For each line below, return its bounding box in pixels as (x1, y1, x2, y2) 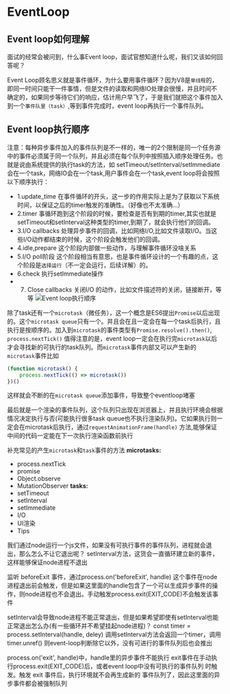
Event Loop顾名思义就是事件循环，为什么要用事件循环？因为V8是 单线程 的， (7, 76, 218, 84)
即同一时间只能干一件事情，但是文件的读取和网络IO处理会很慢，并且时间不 (7, 85, 218, 93)
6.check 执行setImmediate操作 (16, 269, 104, 278)
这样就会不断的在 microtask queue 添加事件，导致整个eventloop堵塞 (7, 391, 195, 399)
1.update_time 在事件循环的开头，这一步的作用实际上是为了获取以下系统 (16, 192, 220, 200)
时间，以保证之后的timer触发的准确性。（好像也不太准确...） (16, 201, 184, 209)
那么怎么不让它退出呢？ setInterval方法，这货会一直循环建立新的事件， (18, 550, 219, 558)
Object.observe (16, 475, 62, 483)
